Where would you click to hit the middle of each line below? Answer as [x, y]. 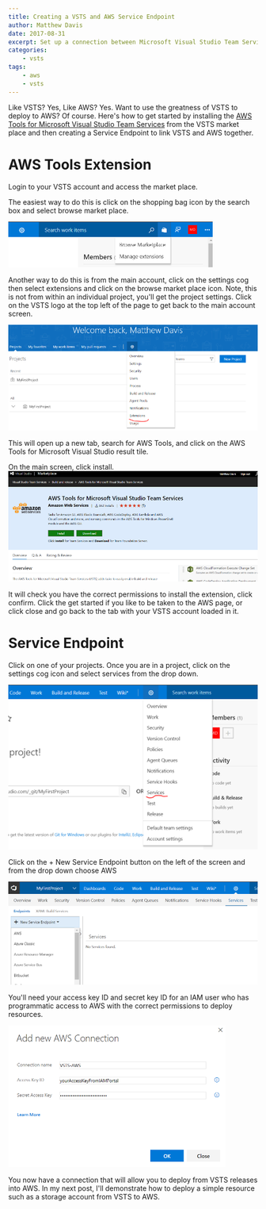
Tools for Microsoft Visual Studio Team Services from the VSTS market [124, 124]
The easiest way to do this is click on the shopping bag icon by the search [129, 201]
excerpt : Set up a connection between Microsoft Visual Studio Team [123, 42]
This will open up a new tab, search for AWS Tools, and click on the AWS [127, 443]
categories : [28, 50]
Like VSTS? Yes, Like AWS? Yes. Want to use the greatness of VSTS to [123, 107]
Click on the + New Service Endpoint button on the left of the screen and [127, 862]
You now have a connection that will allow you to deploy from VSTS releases [133, 1180]
